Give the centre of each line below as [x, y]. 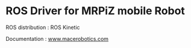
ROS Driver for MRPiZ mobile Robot [95, 11]
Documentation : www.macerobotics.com [57, 39]
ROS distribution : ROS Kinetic [43, 27]
